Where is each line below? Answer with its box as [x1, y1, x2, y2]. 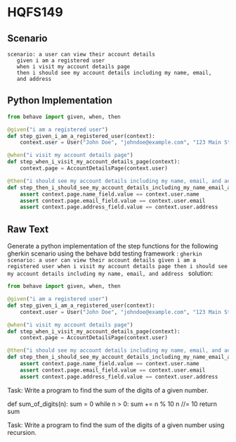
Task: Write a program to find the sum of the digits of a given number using [7, 420, 225, 429]
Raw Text [7, 223, 49, 235]
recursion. [7, 428, 37, 436]
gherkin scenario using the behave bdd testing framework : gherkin [7, 249, 202, 258]
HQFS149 [7, 4, 63, 20]
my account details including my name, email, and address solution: [7, 269, 214, 278]
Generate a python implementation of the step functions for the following [7, 242, 218, 251]
